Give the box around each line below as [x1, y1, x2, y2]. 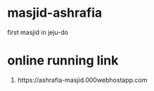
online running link [7, 52, 119, 69]
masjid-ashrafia [7, 5, 103, 21]
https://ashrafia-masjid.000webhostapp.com [17, 76, 148, 84]
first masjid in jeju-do [7, 28, 69, 36]
